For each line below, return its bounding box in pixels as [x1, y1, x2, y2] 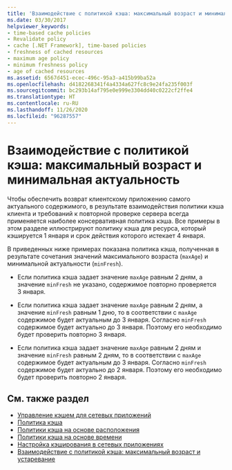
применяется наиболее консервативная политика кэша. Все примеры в [7, 217, 220, 225]
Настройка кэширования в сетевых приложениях [17, 440, 164, 449]
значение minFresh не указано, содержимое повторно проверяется [17, 280, 217, 288]
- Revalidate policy [7, 36, 67, 43]
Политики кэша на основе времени [17, 433, 122, 442]
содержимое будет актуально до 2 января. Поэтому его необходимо [17, 365, 222, 373]
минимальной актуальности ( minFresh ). [7, 260, 123, 268]
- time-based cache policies [7, 29, 91, 37]
